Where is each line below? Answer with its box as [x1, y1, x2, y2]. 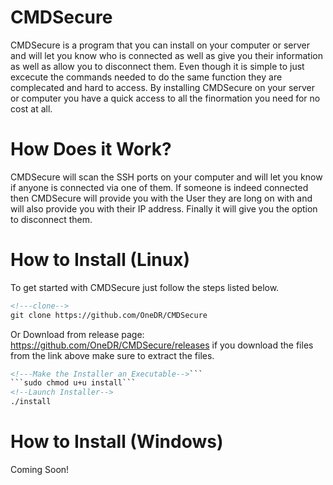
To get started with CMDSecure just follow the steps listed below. [10, 281, 280, 293]
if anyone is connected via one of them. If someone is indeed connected [10, 181, 309, 193]
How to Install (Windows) [10, 431, 224, 453]
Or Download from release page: [10, 328, 145, 340]
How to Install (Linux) [10, 249, 190, 271]
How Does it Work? [10, 138, 172, 161]
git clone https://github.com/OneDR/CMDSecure [10, 310, 208, 320]
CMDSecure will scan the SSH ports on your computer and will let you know [10, 171, 323, 183]
